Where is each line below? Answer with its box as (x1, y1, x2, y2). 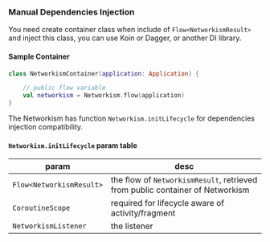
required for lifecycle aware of (111, 198, 225, 209)
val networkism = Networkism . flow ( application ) (22, 92, 185, 100)
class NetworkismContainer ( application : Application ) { (8, 69, 199, 78)
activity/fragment (111, 207, 176, 219)
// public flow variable (22, 84, 106, 92)
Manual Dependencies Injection (8, 6, 135, 18)
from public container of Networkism (111, 184, 250, 195)
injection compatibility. (8, 122, 83, 131)
